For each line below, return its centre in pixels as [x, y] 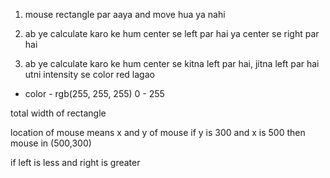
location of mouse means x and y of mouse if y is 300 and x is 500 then [158, 132]
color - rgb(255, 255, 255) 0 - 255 [94, 93]
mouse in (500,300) [51, 143]
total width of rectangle [58, 113]
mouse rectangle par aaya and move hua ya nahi [125, 14]
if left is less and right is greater [75, 162]
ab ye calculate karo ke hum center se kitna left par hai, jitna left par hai [172, 63]
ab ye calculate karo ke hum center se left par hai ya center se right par [172, 33]
